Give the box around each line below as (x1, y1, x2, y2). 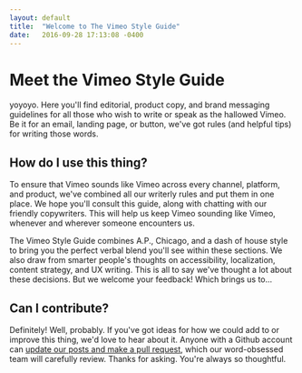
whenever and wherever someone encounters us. (9, 217, 195, 228)
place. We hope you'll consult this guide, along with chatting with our (9, 198, 268, 209)
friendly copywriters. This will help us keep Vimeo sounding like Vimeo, (9, 208, 277, 219)
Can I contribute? (9, 300, 110, 316)
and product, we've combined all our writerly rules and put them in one (9, 188, 275, 200)
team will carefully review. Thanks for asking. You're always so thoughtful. (9, 353, 287, 364)
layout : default (9, 13, 71, 23)
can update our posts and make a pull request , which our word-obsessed (9, 343, 284, 355)
